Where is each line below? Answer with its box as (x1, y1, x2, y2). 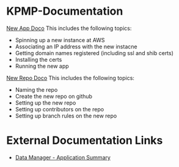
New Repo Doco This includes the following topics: (6, 74, 134, 81)
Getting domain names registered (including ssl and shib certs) (15, 49, 174, 56)
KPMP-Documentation (6, 4, 123, 18)
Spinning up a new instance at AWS (15, 36, 105, 43)
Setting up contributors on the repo (15, 105, 104, 113)
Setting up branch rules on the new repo (15, 112, 117, 119)
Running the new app (15, 62, 69, 70)
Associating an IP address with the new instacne (15, 43, 137, 50)
